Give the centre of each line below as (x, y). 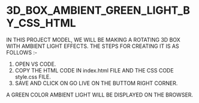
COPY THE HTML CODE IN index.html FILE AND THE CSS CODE (94, 70)
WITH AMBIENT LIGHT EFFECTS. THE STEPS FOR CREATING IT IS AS (93, 46)
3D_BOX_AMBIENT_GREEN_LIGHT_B (98, 10)
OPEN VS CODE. (35, 64)
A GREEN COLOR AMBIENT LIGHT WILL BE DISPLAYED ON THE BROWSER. (100, 95)
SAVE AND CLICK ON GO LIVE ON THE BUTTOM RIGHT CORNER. (96, 83)
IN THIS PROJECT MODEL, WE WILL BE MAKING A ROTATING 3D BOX (94, 40)
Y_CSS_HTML (41, 23)
